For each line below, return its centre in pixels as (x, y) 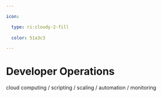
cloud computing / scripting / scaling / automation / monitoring (81, 88)
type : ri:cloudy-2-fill (40, 27)
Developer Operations (60, 72)
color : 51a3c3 (28, 38)
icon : (13, 16)
